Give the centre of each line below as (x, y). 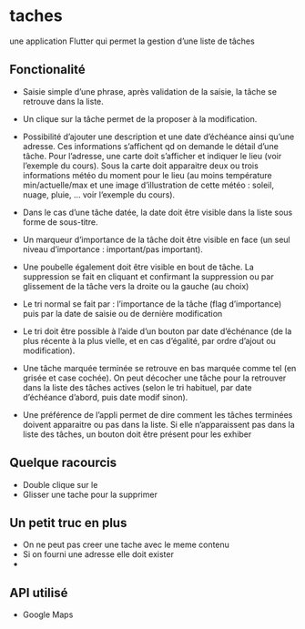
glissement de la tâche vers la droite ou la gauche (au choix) (136, 286)
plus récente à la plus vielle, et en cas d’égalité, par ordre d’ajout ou (149, 340)
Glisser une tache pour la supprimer (90, 494)
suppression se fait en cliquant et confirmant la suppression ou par (148, 276)
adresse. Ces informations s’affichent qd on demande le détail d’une (151, 146)
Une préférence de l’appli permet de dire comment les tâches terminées (158, 414)
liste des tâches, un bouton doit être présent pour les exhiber (137, 434)
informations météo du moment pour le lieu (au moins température (147, 175)
